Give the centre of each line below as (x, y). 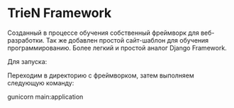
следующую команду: (41, 82)
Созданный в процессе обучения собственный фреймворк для (104, 33)
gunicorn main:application (45, 97)
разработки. (26, 40)
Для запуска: (27, 61)
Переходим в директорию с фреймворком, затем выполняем (101, 75)
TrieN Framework (60, 13)
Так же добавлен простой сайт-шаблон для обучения (127, 40)
